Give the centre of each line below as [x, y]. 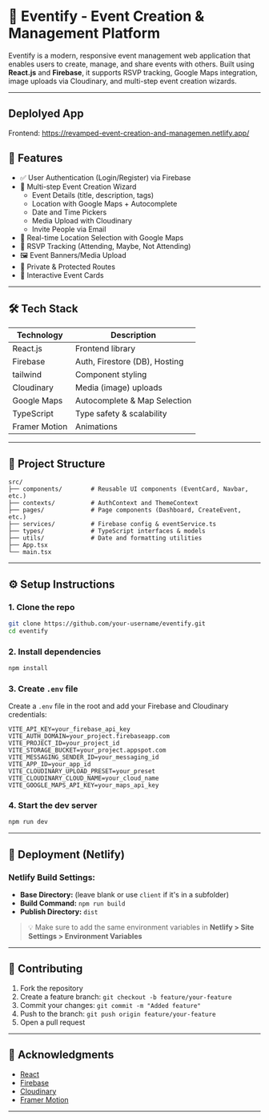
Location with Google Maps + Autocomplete [104, 203]
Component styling [111, 375]
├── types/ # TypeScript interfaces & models [107, 532]
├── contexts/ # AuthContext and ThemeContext [103, 504]
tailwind [27, 375]
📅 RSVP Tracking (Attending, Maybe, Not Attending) [105, 246]
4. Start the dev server [53, 805]
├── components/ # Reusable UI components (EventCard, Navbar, [128, 489]
